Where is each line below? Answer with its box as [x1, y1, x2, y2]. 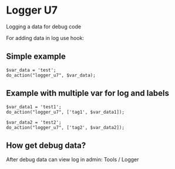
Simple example [6, 51, 66, 62]
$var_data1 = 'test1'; [6, 104, 62, 110]
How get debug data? [6, 140, 86, 150]
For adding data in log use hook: [6, 34, 84, 41]
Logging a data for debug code [6, 23, 81, 30]
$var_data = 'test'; [6, 67, 57, 73]
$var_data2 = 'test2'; [6, 119, 62, 125]
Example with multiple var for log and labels [6, 88, 169, 98]
